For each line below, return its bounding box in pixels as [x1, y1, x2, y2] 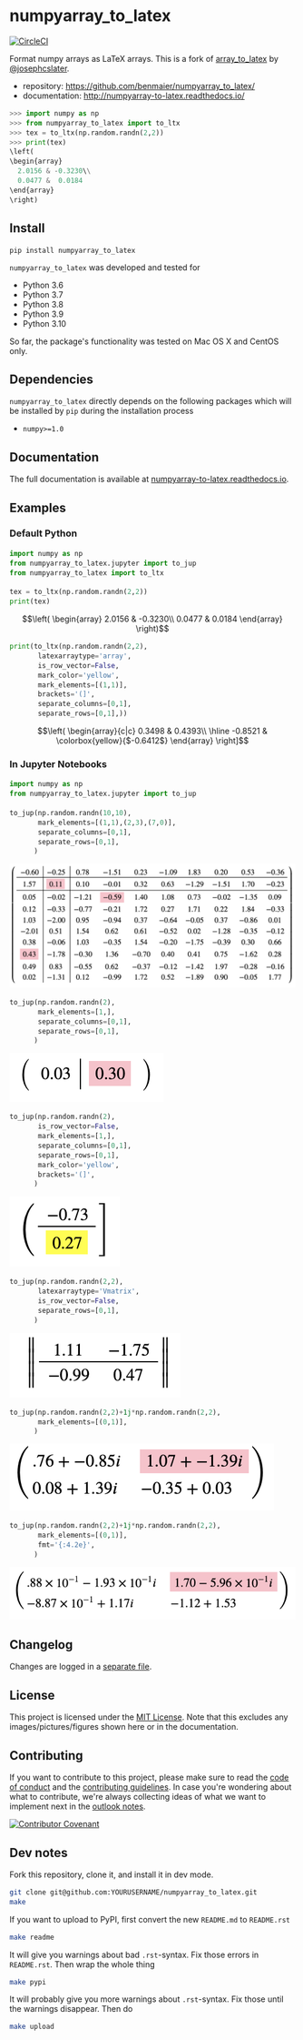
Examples [9, 500, 66, 515]
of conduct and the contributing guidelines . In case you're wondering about [9, 1782, 292, 1793]
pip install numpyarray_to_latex [9, 246, 136, 255]
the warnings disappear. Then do [9, 2004, 133, 2015]
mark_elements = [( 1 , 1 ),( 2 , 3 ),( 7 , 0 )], [37, 818, 177, 827]
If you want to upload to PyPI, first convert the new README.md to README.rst [9, 1914, 290, 1924]
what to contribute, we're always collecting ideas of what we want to [9, 1792, 266, 1803]
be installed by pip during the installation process [9, 406, 194, 417]
